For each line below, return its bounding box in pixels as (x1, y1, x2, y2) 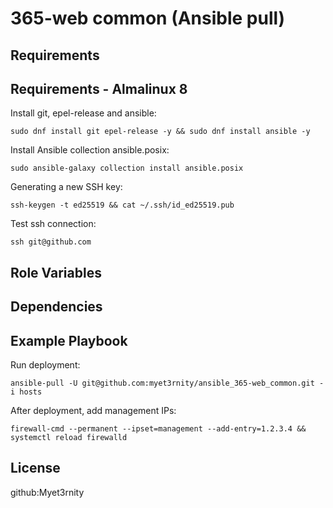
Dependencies (10, 298, 103, 316)
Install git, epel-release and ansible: (10, 107, 157, 119)
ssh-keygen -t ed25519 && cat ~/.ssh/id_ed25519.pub (10, 200, 235, 211)
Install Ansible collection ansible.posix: (10, 144, 170, 156)
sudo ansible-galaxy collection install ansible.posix (10, 163, 244, 174)
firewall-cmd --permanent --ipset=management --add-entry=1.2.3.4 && (10, 423, 307, 434)
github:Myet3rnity (10, 486, 85, 498)
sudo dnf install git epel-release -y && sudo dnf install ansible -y (10, 127, 311, 137)
